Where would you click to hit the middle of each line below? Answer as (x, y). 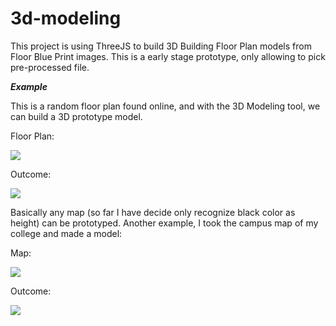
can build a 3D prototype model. (76, 116)
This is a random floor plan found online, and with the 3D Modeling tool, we (165, 106)
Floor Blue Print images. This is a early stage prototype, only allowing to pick (168, 56)
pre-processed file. (50, 67)
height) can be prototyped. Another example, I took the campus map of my (164, 223)
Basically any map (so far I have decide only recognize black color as (153, 212)
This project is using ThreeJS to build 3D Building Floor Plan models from (161, 46)
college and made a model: (66, 233)
